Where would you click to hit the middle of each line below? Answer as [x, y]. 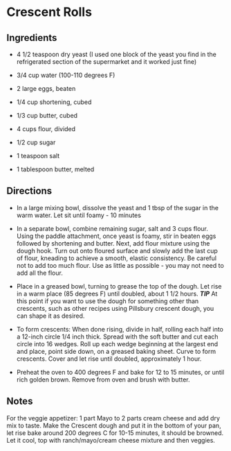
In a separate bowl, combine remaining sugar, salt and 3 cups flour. [112, 228]
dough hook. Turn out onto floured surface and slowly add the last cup [117, 250]
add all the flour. [39, 273]
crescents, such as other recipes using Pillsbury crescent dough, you [115, 308]
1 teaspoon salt [38, 156]
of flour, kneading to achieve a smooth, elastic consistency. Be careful [117, 258]
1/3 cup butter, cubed [47, 116]
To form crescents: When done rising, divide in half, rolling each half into [120, 329]
